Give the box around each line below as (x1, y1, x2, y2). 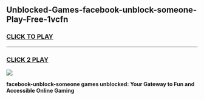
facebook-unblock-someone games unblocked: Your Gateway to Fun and (6, 80, 195, 87)
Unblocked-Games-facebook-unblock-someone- (6, 5, 197, 15)
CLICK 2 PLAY (6, 55, 49, 64)
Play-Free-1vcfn (6, 15, 69, 25)
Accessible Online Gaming (6, 87, 75, 94)
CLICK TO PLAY (6, 33, 53, 41)
